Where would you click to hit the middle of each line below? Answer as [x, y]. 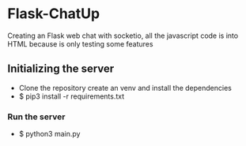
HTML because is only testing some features [80, 43]
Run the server [36, 117]
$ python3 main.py [49, 134]
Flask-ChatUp [54, 14]
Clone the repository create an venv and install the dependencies [125, 88]
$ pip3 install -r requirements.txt [72, 96]
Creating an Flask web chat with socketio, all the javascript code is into [123, 36]
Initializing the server [61, 69]
